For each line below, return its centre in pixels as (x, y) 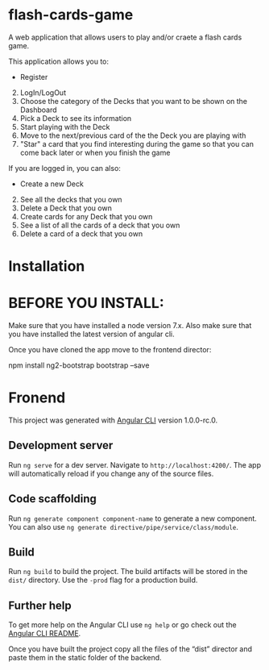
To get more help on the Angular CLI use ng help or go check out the (122, 625)
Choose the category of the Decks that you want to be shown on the (134, 101)
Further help (40, 605)
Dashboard (39, 110)
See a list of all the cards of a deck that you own (100, 225)
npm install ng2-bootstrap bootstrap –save (79, 365)
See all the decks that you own (71, 199)
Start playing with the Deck (65, 127)
